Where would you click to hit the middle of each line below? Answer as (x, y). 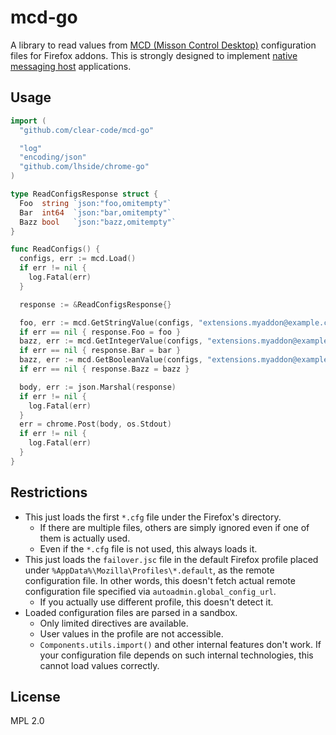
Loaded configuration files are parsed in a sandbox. (131, 612)
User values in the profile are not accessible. (131, 633)
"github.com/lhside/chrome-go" (84, 167)
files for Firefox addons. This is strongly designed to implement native (154, 55)
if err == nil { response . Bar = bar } (100, 351)
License (35, 696)
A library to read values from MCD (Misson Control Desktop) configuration (163, 45)
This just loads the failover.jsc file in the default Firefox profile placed (171, 559)
